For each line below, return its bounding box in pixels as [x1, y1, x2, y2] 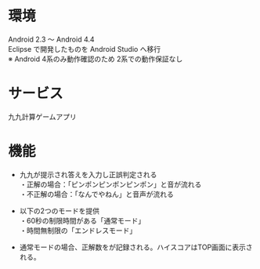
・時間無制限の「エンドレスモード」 [19, 225, 137, 235]
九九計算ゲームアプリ [8, 111, 77, 122]
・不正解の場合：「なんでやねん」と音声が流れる [19, 189, 175, 198]
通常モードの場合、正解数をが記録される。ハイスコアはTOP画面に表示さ [19, 242, 253, 252]
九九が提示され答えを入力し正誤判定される [19, 169, 157, 179]
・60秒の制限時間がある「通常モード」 [19, 216, 146, 225]
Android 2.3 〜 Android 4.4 [8, 35, 96, 44]
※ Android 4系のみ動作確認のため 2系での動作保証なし [8, 54, 183, 64]
